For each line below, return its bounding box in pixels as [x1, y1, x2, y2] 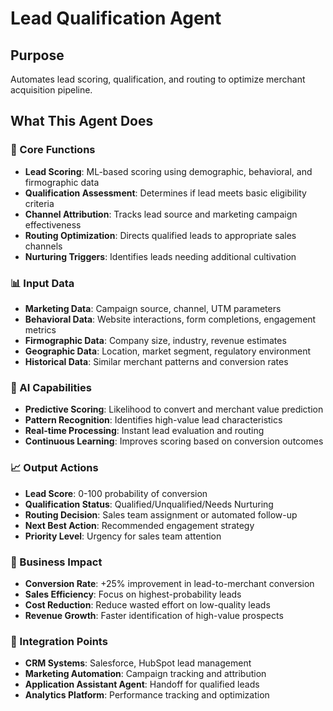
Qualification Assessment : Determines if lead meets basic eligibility [24, 187, 307, 199]
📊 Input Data [10, 276, 75, 290]
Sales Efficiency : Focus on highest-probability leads [24, 588, 242, 600]
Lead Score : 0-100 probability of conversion [24, 487, 208, 499]
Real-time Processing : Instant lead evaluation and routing [24, 425, 265, 437]
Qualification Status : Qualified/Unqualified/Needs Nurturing [24, 498, 274, 510]
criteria [24, 197, 55, 209]
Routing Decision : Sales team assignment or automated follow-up [24, 508, 298, 521]
